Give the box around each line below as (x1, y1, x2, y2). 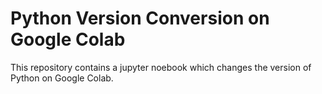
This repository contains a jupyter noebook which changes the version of (10, 61, 312, 73)
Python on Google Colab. (10, 72, 114, 84)
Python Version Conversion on (10, 7, 270, 30)
